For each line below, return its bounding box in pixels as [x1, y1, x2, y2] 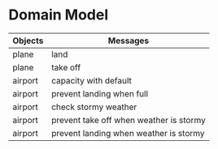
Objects [12, 35, 44, 46]
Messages [107, 35, 150, 46]
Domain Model [8, 6, 109, 24]
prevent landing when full [51, 87, 149, 99]
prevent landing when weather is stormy [51, 127, 205, 138]
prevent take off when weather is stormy [51, 114, 206, 126]
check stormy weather [51, 101, 137, 113]
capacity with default [51, 74, 133, 86]
